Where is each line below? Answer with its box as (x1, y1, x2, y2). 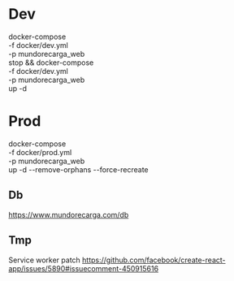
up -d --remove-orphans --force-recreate (8, 164, 149, 175)
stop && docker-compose (8, 58, 94, 67)
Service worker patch (8, 255, 81, 265)
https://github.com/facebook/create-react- (82, 255, 226, 265)
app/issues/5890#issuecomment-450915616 (8, 263, 159, 273)
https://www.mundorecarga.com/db (8, 210, 129, 219)
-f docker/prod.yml (8, 147, 72, 157)
